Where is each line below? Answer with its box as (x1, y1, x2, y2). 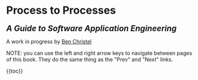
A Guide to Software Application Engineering (6, 23, 177, 33)
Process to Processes (6, 4, 116, 17)
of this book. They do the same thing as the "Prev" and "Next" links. (6, 56, 174, 63)
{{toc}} (6, 67, 23, 75)
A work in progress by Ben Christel (6, 38, 92, 45)
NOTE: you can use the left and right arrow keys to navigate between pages (6, 49, 193, 57)
